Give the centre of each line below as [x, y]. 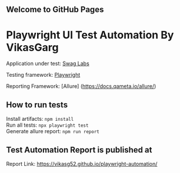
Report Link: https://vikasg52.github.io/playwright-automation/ [82, 164]
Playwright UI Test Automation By [90, 35]
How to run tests [37, 105]
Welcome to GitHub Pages [55, 10]
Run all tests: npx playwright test [47, 125]
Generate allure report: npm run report [53, 131]
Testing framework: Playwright [43, 75]
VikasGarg [32, 47]
